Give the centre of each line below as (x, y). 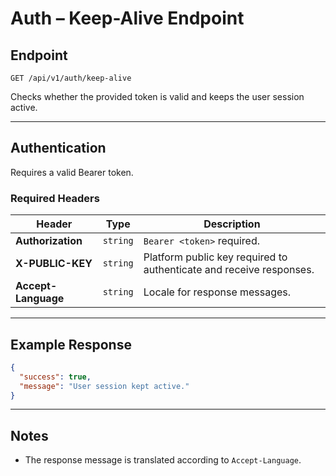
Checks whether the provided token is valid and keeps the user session (157, 96)
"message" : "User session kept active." (104, 386)
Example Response (71, 344)
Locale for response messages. (217, 292)
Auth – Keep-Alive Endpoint (127, 18)
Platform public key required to (215, 257)
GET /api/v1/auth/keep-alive (71, 78)
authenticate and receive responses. (229, 270)
